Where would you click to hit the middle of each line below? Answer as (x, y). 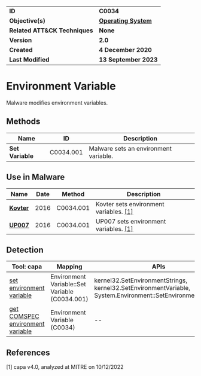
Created (21, 50)
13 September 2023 (128, 59)
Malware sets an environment (130, 148)
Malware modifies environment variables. (57, 103)
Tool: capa (27, 267)
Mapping (69, 267)
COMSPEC (25, 316)
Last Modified (29, 59)
